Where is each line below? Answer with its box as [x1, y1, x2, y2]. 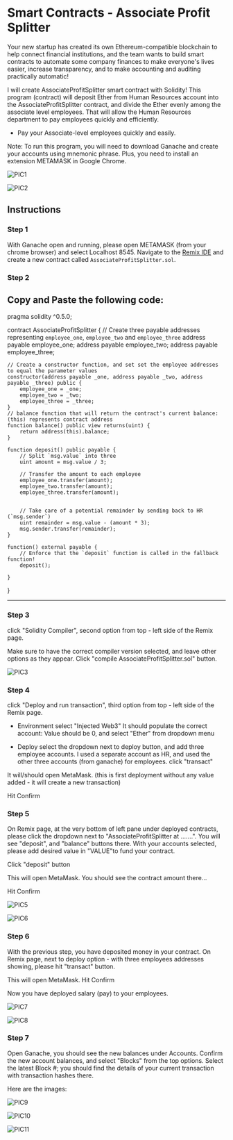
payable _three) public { [7, 380, 82, 387]
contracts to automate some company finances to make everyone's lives [7, 57, 215, 65]
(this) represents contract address [7, 416, 113, 423]
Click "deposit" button [7, 860, 71, 869]
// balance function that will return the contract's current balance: [7, 410, 218, 418]
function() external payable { [7, 544, 98, 551]
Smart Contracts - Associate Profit [7, 5, 211, 21]
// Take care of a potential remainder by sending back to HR [19, 507, 203, 515]
